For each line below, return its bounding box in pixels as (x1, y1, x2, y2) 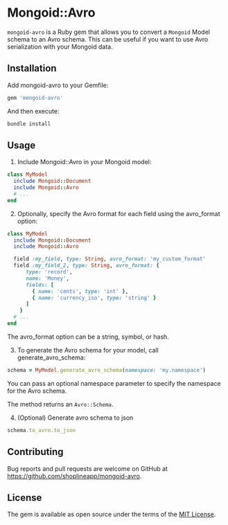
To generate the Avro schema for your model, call (17, 346, 159, 354)
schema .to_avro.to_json (7, 427, 76, 434)
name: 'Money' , (25, 275, 70, 282)
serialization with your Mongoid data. (7, 42, 113, 51)
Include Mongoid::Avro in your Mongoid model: (17, 158, 152, 166)
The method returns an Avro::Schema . (7, 400, 114, 408)
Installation (7, 62, 57, 74)
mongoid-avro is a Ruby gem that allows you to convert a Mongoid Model (7, 28, 210, 36)
